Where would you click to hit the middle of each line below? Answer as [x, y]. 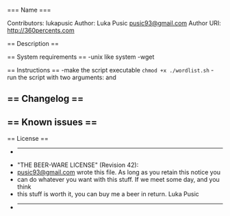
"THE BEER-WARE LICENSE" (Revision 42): [78, 165]
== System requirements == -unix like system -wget [81, 57]
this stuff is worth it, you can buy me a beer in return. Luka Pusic [108, 194]
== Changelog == [46, 99]
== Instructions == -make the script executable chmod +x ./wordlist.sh [108, 70]
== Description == [33, 43]
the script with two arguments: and [67, 77]
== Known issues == [52, 122]
